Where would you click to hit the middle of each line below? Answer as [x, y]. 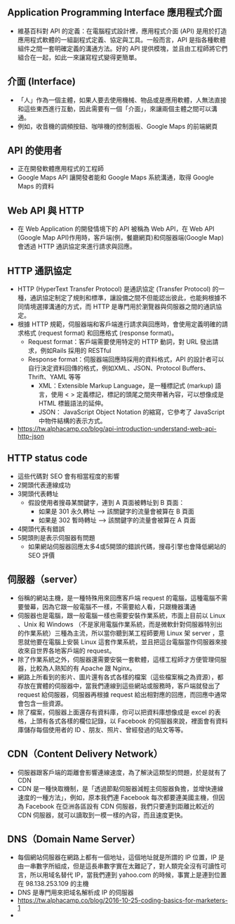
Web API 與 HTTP [46, 211]
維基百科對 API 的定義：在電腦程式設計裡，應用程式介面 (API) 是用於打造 [122, 31]
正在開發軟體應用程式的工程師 [60, 169]
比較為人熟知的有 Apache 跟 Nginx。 [83, 668]
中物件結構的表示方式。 [72, 421]
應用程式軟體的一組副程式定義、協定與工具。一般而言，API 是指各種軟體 [122, 39]
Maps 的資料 [36, 186]
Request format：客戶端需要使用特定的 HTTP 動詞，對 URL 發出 [120, 342]
